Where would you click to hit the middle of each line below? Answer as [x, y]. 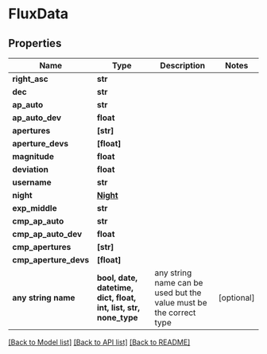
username [32, 182]
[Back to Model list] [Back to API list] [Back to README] [99, 342]
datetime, [115, 288]
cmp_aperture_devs [51, 260]
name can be [179, 283]
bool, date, [117, 278]
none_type [117, 317]
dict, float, [116, 298]
